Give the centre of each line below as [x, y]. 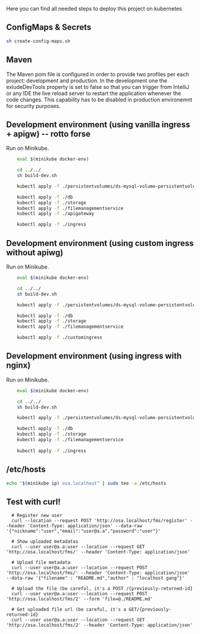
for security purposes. [33, 106]
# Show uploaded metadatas [45, 542]
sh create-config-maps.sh [38, 41]
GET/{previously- [150, 610]
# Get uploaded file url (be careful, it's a [69, 610]
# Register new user [37, 516]
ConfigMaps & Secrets [49, 27]
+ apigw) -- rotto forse [49, 134]
